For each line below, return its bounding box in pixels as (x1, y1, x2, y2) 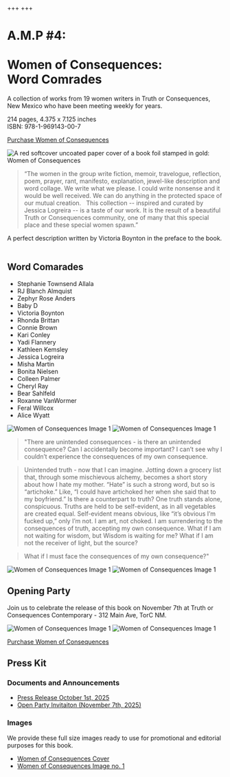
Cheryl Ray (16, 382, 49, 390)
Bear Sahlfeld (16, 389, 56, 397)
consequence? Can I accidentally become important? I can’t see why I (23, 445, 222, 453)
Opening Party (7, 585, 71, 597)
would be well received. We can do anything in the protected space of (23, 191, 222, 199)
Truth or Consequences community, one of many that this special (23, 213, 209, 221)
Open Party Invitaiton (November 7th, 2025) (16, 701, 142, 709)
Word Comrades (7, 72, 102, 87)
